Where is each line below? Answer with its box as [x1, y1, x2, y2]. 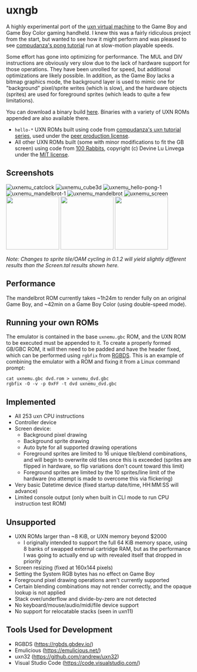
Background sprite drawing [23, 438, 89, 445]
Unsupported [6, 517, 56, 527]
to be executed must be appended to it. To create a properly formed [6, 340, 171, 347]
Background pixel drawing [23, 431, 87, 438]
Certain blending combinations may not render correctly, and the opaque [14, 583, 192, 590]
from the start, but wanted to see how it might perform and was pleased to [6, 35, 187, 42]
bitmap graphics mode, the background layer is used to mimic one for [6, 78, 175, 85]
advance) [14, 488, 38, 495]
